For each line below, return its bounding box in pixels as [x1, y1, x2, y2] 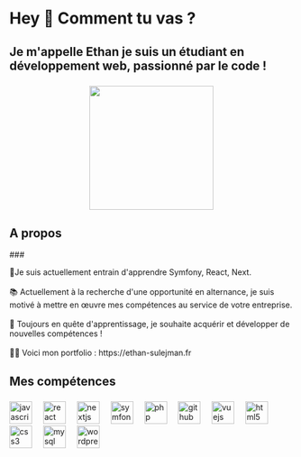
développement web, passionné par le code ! [9, 58, 268, 73]
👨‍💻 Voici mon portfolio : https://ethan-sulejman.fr [9, 347, 192, 359]
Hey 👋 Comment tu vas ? [9, 8, 196, 29]
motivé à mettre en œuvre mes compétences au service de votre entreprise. [9, 299, 293, 310]
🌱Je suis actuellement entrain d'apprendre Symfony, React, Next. [9, 267, 252, 278]
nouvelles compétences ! [9, 328, 103, 339]
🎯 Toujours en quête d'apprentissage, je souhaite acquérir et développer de [9, 319, 290, 330]
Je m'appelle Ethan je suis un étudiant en [9, 44, 245, 59]
